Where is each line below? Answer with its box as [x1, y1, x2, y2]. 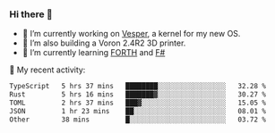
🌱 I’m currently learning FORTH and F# [21, 47, 166, 58]
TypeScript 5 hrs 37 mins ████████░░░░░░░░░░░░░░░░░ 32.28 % [9, 82, 267, 91]
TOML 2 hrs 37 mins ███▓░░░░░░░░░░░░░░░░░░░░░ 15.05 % [9, 98, 267, 108]
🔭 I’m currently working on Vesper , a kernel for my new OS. [21, 29, 241, 39]
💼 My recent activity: [9, 64, 86, 75]
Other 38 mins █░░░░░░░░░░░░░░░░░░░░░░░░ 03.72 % [9, 115, 267, 124]
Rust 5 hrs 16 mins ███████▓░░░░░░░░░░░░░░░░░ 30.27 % [9, 90, 267, 99]
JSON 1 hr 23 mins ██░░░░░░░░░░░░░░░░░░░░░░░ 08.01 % [9, 106, 267, 115]
